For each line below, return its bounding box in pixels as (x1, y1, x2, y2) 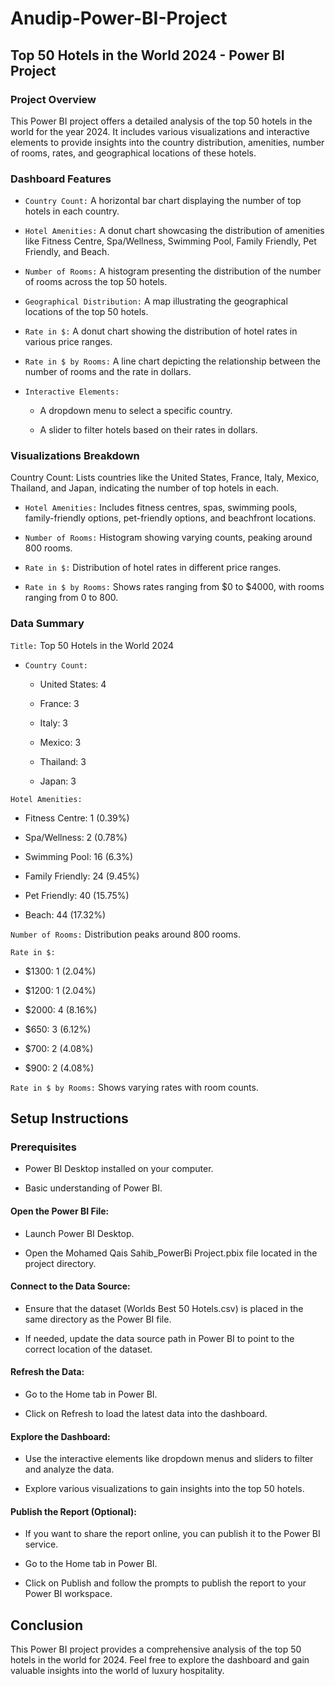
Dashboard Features (10, 172, 112, 186)
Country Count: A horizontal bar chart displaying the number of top (24, 195, 302, 207)
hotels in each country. (24, 205, 120, 217)
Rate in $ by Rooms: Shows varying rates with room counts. (10, 1081, 259, 1093)
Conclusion (10, 1617, 84, 1634)
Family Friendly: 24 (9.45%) (24, 870, 140, 882)
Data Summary (10, 617, 85, 631)
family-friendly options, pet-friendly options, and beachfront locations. (24, 512, 317, 524)
